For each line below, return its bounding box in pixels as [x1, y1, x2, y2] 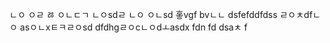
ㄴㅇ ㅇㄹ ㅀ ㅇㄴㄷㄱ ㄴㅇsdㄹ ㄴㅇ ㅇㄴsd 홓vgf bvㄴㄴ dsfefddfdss [9, 9, 278, 20]
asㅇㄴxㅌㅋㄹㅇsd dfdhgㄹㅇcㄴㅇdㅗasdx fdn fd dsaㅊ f [19, 21, 248, 33]
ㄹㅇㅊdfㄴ [279, 9, 321, 20]
